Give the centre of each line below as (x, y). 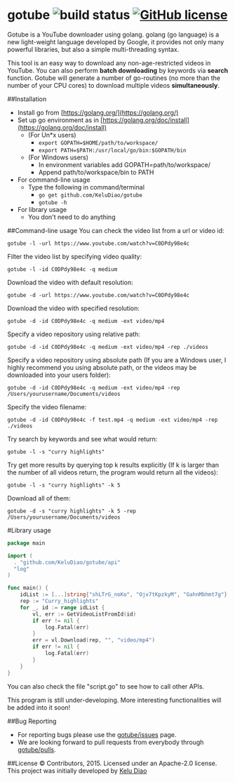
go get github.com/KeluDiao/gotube (90, 195)
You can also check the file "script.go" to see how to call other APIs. (106, 686)
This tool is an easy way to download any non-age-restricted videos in (109, 62)
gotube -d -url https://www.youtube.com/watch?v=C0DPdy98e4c (99, 295)
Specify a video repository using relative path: (74, 334)
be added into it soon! (39, 707)
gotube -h (53, 203)
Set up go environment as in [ (60, 120)
